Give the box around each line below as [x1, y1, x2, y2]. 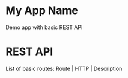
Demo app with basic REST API [5, 24, 83, 31]
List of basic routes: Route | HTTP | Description [5, 65, 123, 72]
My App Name [5, 4, 79, 18]
